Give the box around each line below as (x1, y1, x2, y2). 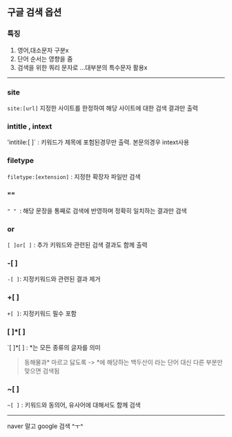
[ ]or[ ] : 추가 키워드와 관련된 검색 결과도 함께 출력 (7, 241, 148, 249)
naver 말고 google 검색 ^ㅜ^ (7, 422, 84, 430)
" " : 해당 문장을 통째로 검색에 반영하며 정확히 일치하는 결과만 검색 (7, 206, 187, 215)
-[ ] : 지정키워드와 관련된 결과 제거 (7, 275, 101, 283)
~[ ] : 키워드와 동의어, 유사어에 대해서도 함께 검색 (7, 401, 141, 409)
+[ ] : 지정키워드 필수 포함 (7, 309, 77, 318)
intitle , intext (7, 122, 52, 131)
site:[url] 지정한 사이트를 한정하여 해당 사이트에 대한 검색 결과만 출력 (7, 104, 198, 112)
